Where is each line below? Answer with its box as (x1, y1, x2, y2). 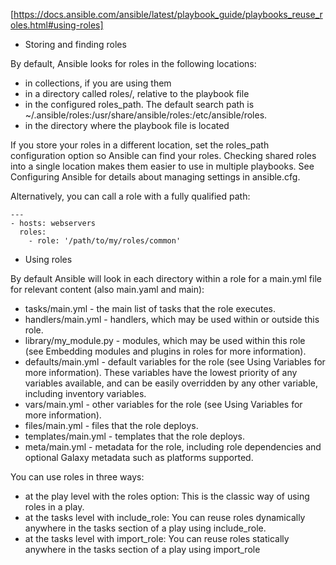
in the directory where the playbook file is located (24, 120, 230, 131)
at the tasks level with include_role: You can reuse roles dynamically (24, 512, 306, 523)
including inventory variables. (24, 388, 147, 399)
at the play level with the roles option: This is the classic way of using (24, 490, 310, 502)
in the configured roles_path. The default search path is (24, 99, 255, 110)
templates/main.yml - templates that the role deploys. (24, 430, 246, 442)
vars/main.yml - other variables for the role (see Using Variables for (24, 399, 303, 410)
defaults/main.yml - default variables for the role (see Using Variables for (24, 356, 326, 368)
